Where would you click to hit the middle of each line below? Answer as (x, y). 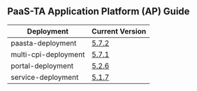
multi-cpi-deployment (48, 54)
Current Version (119, 31)
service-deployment (45, 77)
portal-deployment (42, 66)
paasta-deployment (44, 43)
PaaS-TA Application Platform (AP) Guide (98, 12)
